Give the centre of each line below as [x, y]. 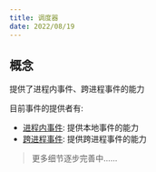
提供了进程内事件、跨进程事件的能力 [77, 89]
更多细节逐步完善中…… [74, 158]
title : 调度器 [34, 18]
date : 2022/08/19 [42, 26]
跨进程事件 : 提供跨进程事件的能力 [84, 139]
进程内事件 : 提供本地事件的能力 [80, 127]
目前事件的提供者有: [47, 108]
